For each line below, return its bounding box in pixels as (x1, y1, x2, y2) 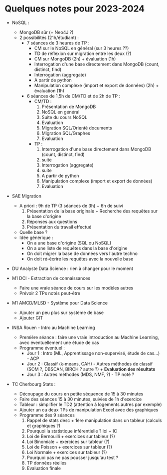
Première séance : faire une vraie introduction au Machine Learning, (19, 334, 159, 340)
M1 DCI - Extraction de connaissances (11, 275, 91, 281)
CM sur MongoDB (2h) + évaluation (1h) (34, 55, 116, 61)
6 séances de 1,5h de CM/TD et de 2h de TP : (26, 93, 121, 99)
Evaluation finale (26, 465, 61, 471)
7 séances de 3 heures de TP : (26, 39, 90, 45)
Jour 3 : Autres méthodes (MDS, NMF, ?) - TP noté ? (26, 371, 135, 377)
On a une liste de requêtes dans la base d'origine (26, 245, 128, 251)
